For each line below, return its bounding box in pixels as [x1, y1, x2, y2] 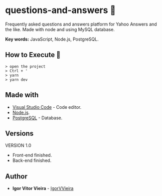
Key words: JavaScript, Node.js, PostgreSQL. [5, 36, 99, 42]
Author [5, 172, 27, 180]
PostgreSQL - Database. [12, 115, 63, 121]
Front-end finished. [12, 152, 52, 158]
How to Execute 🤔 [5, 51, 61, 59]
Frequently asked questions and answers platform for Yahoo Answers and [5, 21, 157, 27]
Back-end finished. [12, 157, 51, 163]
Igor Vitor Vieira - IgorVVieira [12, 185, 74, 191]
